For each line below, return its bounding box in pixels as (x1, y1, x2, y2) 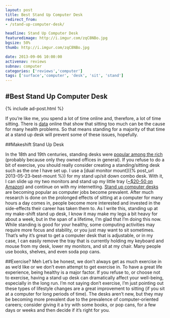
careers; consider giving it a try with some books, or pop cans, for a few (5, 301, 156, 308)
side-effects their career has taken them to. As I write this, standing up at (5, 205, 158, 211)
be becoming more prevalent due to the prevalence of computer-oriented (5, 296, 159, 302)
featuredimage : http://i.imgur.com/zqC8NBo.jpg (5, 36, 108, 41)
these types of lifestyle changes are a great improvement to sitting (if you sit (5, 285, 165, 292)
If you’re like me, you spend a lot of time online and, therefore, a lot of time (5, 115, 161, 121)
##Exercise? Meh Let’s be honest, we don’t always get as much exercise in (5, 258, 162, 265)
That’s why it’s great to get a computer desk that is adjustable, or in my (5, 232, 153, 238)
